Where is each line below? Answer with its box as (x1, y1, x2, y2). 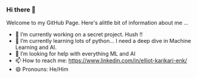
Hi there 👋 (6, 5, 36, 14)
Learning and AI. (15, 44, 57, 51)
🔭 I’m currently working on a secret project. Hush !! (15, 31, 143, 38)
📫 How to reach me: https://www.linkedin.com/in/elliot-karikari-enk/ (15, 57, 187, 64)
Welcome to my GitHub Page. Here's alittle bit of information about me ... (6, 19, 188, 27)
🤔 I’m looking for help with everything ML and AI (15, 50, 136, 57)
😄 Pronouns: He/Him (15, 66, 69, 73)
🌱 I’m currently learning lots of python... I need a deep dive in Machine (15, 37, 192, 45)
